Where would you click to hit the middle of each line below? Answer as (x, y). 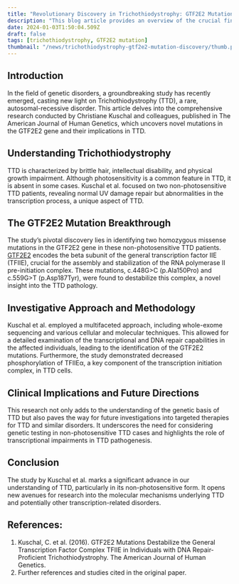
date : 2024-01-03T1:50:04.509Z (54, 27)
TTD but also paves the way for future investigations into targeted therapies (118, 418)
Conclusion (33, 463)
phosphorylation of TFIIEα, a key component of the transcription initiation (115, 363)
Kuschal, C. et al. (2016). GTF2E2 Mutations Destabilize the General (116, 542)
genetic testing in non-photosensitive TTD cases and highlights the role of (116, 433)
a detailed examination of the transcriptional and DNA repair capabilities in (116, 340)
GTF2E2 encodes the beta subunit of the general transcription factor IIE (112, 255)
